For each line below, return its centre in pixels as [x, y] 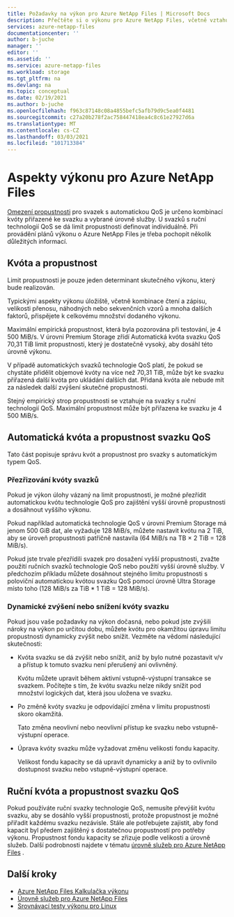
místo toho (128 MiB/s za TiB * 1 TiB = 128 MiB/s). [78, 588]
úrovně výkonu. [30, 351]
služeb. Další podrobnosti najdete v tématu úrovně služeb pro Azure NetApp [116, 845]
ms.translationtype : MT [42, 124]
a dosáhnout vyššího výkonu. [49, 509]
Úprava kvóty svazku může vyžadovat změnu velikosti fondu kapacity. [118, 748]
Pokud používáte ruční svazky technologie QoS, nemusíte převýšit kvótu [111, 808]
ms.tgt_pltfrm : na [34, 78]
